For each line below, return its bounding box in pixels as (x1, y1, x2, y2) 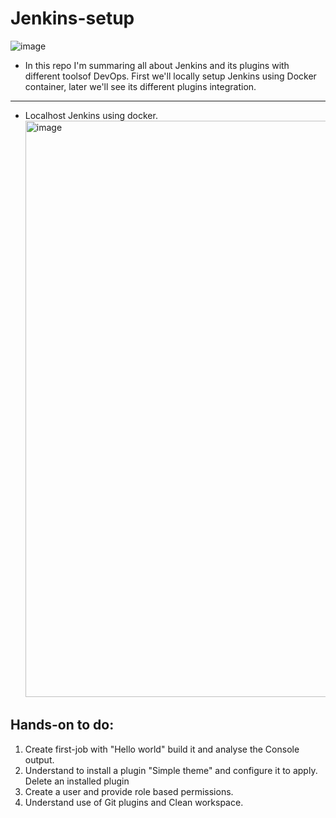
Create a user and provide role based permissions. (24, 785, 234, 797)
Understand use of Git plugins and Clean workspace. (24, 796, 244, 808)
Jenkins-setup (10, 7, 135, 30)
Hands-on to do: (10, 717, 115, 734)
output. (24, 753, 55, 766)
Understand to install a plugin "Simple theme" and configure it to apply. (24, 764, 318, 776)
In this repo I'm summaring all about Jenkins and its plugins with (24, 59, 290, 71)
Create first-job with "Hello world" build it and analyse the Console (24, 743, 300, 755)
